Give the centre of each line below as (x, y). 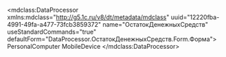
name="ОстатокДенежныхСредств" (155, 24)
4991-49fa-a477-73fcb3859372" (54, 24)
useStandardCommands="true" (52, 32)
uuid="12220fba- (195, 17)
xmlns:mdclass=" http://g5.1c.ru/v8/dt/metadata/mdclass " (88, 17)
